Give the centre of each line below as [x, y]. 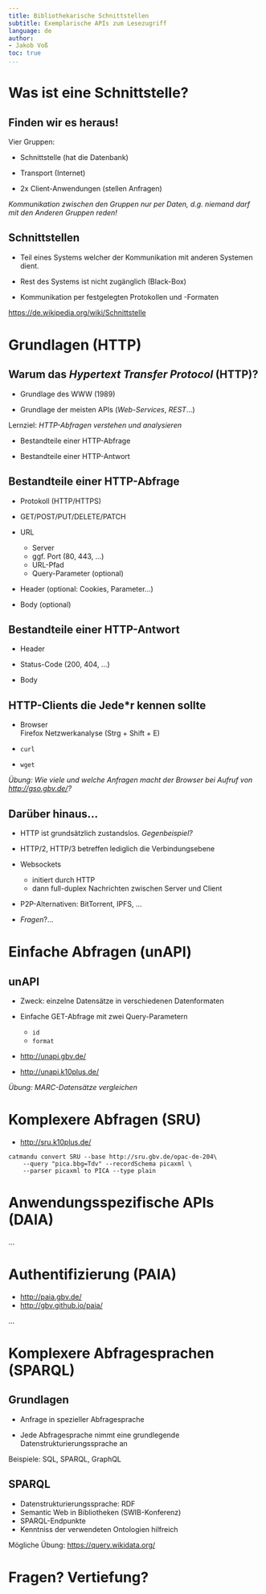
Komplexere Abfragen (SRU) [105, 1120]
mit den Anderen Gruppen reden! [63, 213]
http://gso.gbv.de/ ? [40, 789]
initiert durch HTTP [63, 880]
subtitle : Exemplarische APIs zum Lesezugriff [88, 23]
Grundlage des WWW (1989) [68, 394]
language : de [30, 31]
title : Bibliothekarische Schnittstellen [79, 16]
